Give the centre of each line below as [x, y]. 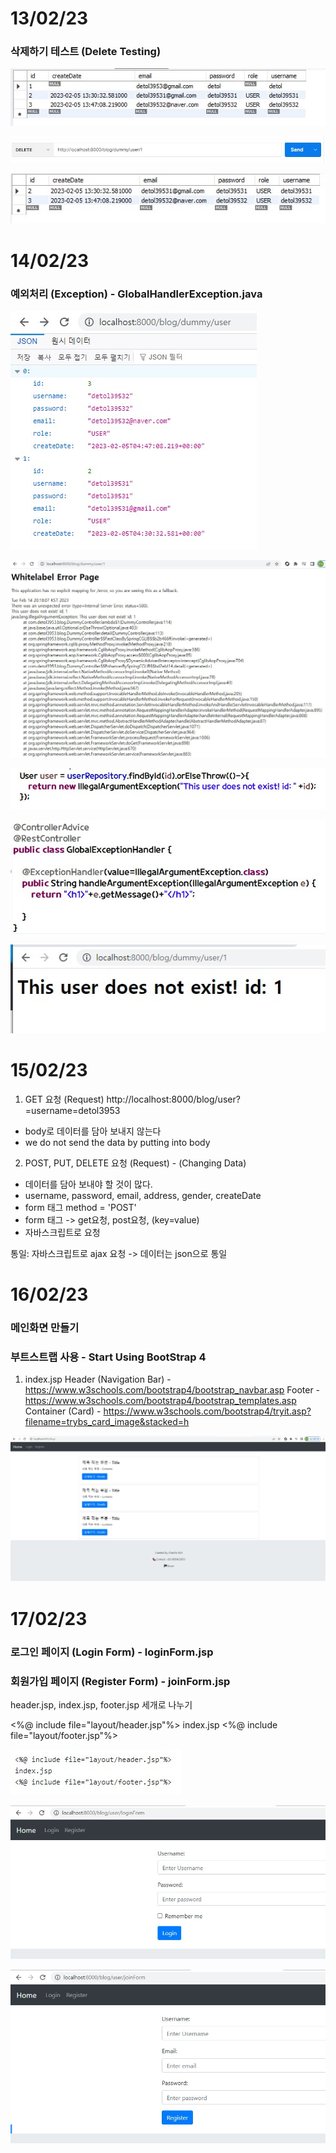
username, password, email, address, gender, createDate [143, 1195]
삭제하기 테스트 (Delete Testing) [86, 52]
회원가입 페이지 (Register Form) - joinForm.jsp [120, 1681]
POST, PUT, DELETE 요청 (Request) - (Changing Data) [135, 1163]
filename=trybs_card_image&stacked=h [107, 1422]
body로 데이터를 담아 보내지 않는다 [93, 1131]
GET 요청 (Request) [64, 1099]
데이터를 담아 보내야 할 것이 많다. [88, 1184]
